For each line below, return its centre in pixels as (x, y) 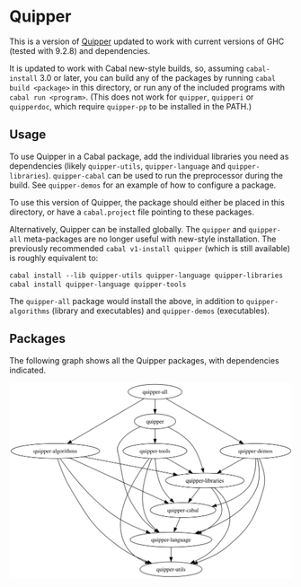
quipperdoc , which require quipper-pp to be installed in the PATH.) (130, 106)
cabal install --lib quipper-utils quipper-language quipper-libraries (146, 276)
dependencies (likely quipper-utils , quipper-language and (118, 166)
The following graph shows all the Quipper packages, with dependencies (145, 360)
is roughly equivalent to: (54, 258)
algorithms (30, 311)
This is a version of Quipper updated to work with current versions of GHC (147, 41)
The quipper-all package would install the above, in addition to (127, 301)
